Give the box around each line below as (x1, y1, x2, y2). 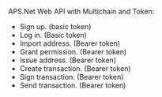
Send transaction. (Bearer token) (19, 80, 126, 90)
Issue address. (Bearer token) (19, 55, 117, 65)
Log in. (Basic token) (19, 31, 87, 39)
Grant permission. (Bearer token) (19, 47, 127, 56)
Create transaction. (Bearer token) (19, 64, 132, 73)
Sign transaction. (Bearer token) (19, 73, 124, 81)
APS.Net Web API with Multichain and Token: (8, 7, 155, 16)
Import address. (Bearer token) (19, 39, 121, 48)
